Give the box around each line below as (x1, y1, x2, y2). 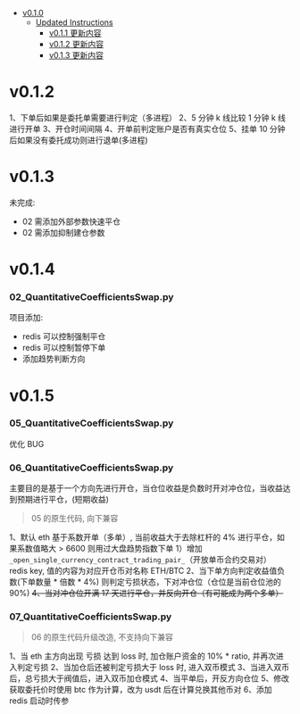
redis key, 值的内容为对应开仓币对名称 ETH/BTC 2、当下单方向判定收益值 (9, 566, 278, 577)
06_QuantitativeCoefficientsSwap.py (9, 461, 174, 474)
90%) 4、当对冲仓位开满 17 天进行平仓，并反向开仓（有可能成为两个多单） (9, 588, 284, 599)
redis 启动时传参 (9, 695, 70, 706)
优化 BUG (9, 438, 45, 449)
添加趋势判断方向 (21, 353, 86, 364)
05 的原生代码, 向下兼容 (30, 513, 119, 524)
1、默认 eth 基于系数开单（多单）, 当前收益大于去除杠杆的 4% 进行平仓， (9, 532, 278, 543)
